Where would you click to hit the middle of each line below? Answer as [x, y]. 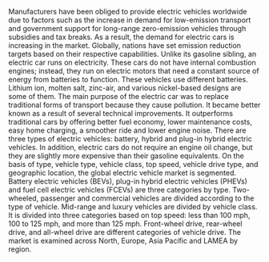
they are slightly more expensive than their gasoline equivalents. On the [126, 156]
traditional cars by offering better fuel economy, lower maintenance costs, [130, 122]
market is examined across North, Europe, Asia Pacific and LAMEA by [123, 240]
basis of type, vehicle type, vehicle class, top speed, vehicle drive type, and [133, 164]
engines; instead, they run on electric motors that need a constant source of [134, 71]
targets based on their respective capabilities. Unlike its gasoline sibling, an [132, 54]
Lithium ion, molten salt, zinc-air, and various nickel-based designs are [125, 88]
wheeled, [24, 198]
